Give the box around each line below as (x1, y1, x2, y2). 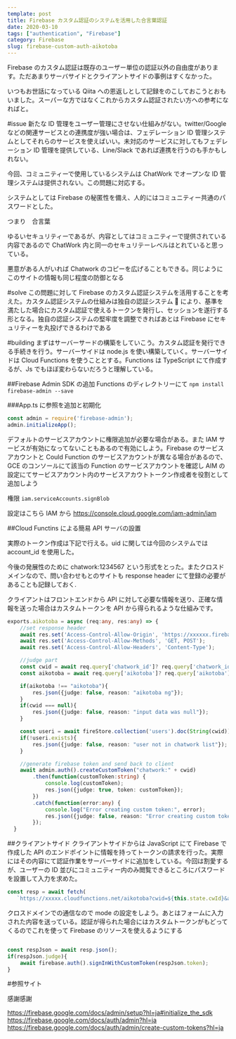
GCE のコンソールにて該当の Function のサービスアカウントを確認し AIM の (7, 461, 225, 470)
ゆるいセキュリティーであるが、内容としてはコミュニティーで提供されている (7, 232, 227, 240)
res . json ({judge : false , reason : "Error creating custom (44, 812, 216, 820)
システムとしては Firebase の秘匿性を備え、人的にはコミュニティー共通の (7, 193, 220, 201)
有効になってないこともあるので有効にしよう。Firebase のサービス (31, 444, 225, 452)
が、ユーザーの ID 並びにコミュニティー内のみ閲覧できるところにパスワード (7, 866, 226, 874)
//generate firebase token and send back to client (20, 760, 174, 767)
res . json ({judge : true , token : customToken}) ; (44, 786, 184, 793)
